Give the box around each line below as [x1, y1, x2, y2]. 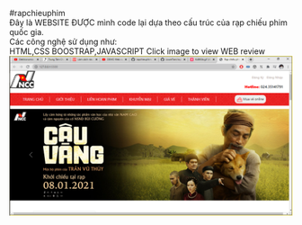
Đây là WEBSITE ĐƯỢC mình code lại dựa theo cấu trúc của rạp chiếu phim [9, 17, 288, 28]
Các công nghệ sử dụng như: [9, 36, 118, 47]
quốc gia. [9, 27, 45, 37]
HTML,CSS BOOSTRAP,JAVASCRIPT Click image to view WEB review [9, 46, 265, 57]
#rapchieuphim [9, 8, 66, 18]
